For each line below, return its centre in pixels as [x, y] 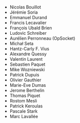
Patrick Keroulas [26, 106]
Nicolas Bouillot [25, 7]
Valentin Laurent [26, 59]
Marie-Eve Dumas [28, 85]
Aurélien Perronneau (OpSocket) [42, 38]
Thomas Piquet [25, 96]
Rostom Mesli [23, 101]
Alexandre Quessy [28, 54]
